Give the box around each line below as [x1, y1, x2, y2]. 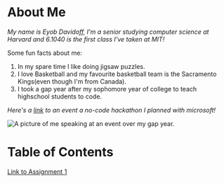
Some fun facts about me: [7, 49, 83, 57]
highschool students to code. [17, 92, 103, 101]
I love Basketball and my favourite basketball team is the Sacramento [17, 70, 217, 78]
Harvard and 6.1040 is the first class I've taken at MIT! [7, 34, 165, 43]
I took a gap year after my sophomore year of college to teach [17, 84, 197, 93]
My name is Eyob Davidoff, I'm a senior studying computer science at [7, 27, 209, 36]
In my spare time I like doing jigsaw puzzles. [17, 62, 145, 70]
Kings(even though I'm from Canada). [17, 77, 126, 85]
